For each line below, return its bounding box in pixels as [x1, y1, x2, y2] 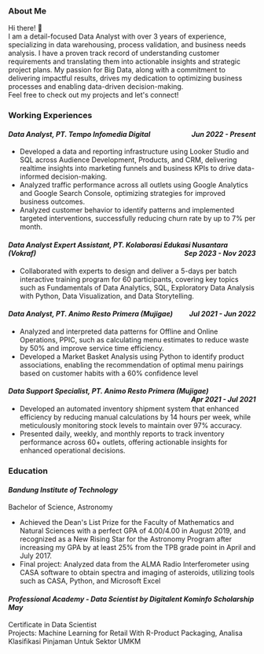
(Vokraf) [8, 249, 37, 258]
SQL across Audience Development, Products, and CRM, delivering [19, 155, 237, 164]
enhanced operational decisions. [19, 446, 126, 456]
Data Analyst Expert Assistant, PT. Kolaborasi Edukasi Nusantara [8, 240, 229, 249]
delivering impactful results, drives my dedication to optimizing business [8, 73, 243, 83]
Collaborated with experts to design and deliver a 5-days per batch [19, 266, 237, 275]
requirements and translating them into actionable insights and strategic [8, 57, 241, 66]
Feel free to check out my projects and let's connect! [8, 91, 179, 100]
